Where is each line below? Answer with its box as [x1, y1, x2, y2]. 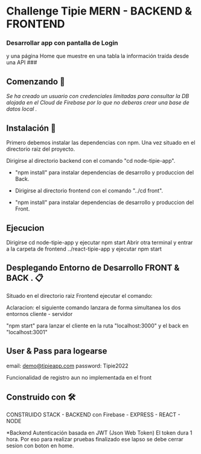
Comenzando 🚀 [6, 76, 65, 87]
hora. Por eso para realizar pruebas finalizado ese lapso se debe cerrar [6, 436, 183, 443]
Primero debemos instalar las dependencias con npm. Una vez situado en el [6, 139, 196, 146]
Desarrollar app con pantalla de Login [6, 39, 119, 47]
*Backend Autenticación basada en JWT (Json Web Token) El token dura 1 [6, 429, 193, 436]
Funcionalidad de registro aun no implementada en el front [6, 373, 152, 381]
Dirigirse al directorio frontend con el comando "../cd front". [14, 187, 164, 194]
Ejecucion [6, 223, 45, 233]
